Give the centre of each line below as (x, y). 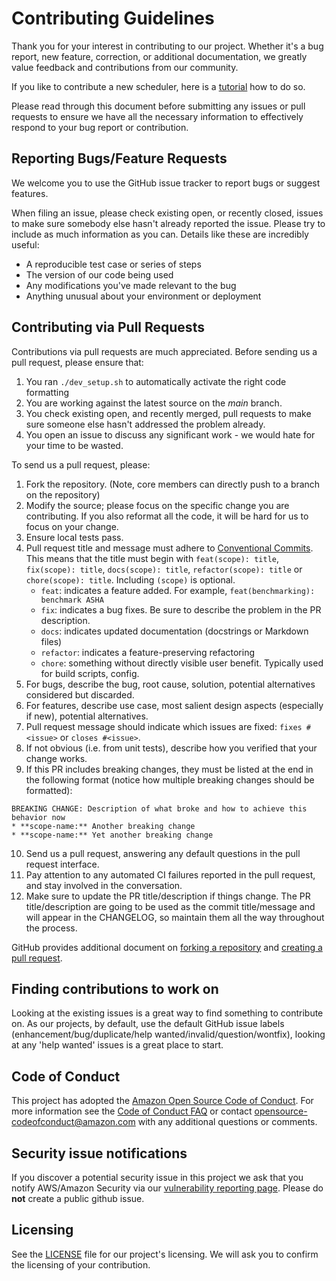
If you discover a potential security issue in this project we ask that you (157, 1177)
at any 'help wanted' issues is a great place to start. (117, 1045)
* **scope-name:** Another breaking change (103, 826)
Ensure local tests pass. (74, 537)
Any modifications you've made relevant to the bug (131, 285)
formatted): (49, 790)
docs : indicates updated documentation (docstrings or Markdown (174, 631)
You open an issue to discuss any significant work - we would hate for (170, 434)
